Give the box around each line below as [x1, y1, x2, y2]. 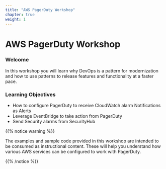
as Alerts [12, 108, 31, 114]
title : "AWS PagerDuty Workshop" [5, 7, 75, 13]
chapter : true [5, 12, 35, 17]
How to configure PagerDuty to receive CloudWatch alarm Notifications [12, 103, 161, 109]
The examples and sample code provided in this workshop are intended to [5, 138, 159, 144]
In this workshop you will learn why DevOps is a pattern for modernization [5, 67, 158, 73]
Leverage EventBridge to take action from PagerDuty [12, 113, 122, 119]
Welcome [5, 56, 29, 63]
